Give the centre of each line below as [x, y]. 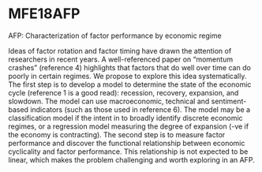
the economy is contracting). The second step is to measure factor [117, 134]
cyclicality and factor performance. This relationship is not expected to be [128, 151]
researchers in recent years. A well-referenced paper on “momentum [121, 59]
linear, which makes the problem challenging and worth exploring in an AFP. [131, 159]
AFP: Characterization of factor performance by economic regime [115, 36]
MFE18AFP [44, 14]
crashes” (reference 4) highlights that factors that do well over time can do [129, 67]
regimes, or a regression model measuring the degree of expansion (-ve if [129, 126]
